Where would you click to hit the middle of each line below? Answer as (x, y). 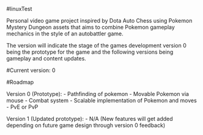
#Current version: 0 (31, 70)
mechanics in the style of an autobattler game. (65, 34)
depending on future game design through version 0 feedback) (86, 125)
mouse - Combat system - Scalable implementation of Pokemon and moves (102, 100)
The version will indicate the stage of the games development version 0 (96, 46)
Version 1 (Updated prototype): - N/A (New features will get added (90, 119)
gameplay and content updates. (46, 58)
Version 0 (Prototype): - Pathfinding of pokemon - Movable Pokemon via (98, 94)
